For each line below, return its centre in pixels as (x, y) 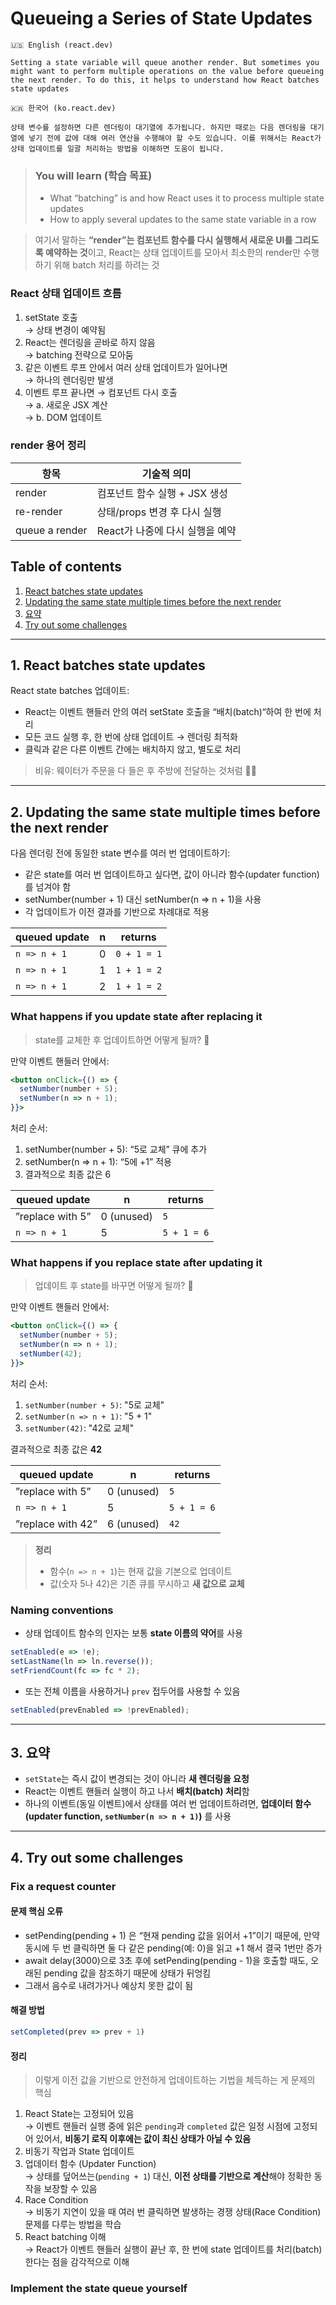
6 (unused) (133, 1524)
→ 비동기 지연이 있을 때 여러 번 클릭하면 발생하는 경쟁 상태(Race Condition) (173, 2212)
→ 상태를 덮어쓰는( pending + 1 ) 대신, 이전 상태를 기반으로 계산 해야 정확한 (168, 2176)
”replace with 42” (56, 1524)
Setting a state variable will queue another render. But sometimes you (165, 62)
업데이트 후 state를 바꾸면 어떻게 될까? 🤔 (114, 1286)
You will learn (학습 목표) (93, 175)
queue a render (51, 530)
